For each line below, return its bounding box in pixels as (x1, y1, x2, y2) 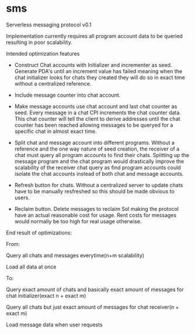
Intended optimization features (6, 50, 80, 57)
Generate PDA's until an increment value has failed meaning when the (14, 67, 183, 74)
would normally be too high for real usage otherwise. (14, 217, 142, 224)
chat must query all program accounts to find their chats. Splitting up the (14, 151, 190, 158)
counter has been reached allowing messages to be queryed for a (14, 121, 173, 128)
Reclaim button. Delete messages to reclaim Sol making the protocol (14, 205, 179, 212)
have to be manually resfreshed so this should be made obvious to (14, 188, 175, 195)
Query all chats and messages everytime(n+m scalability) (6, 251, 145, 259)
